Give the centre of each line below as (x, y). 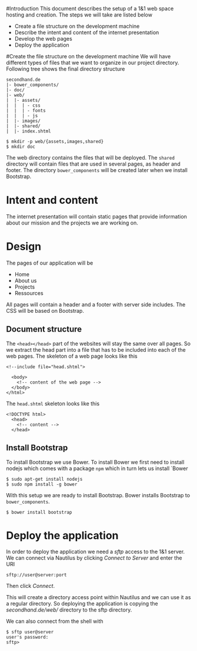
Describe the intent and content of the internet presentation (87, 32)
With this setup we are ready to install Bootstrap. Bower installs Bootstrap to (98, 495)
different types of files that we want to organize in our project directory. (93, 62)
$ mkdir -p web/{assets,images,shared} (55, 141)
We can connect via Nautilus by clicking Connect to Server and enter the (94, 558)
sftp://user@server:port (36, 575)
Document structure (44, 329)
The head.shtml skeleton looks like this (53, 404)
